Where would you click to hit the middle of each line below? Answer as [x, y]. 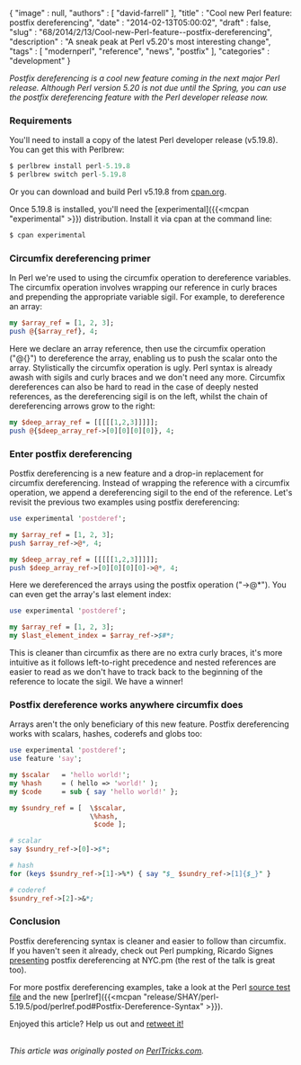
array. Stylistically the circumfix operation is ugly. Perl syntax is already [141, 367]
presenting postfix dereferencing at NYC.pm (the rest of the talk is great [142, 960]
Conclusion [35, 921]
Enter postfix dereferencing [71, 453]
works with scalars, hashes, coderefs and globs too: [106, 734]
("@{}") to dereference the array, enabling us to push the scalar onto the [143, 358]
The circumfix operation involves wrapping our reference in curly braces [143, 288]
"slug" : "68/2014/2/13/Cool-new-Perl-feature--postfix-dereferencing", [141, 32]
